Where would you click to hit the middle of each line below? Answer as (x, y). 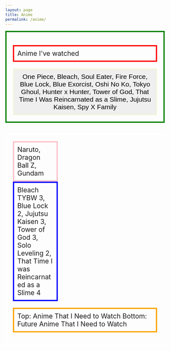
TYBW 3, (31, 198)
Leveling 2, (34, 253)
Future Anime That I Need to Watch (72, 324)
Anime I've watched (48, 54)
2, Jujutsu (33, 214)
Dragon (29, 158)
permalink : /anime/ (26, 19)
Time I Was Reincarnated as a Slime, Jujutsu (85, 100)
